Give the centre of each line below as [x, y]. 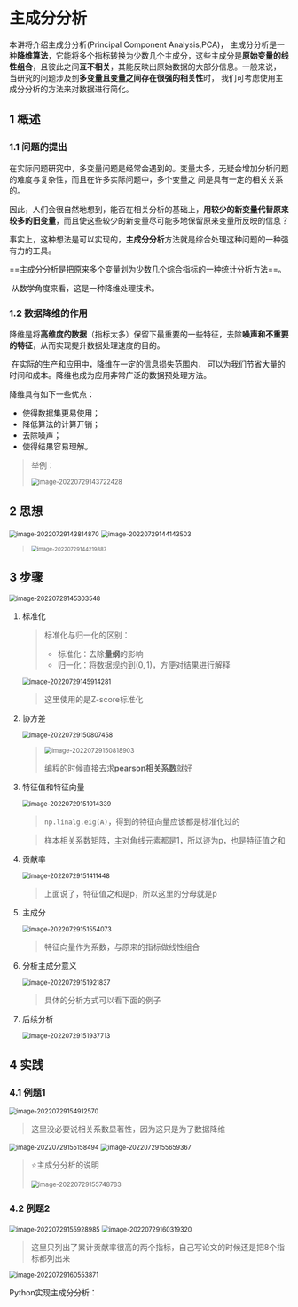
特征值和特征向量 [53, 787]
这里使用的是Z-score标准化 [94, 699]
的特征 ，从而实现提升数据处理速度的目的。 [87, 345]
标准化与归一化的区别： [87, 635]
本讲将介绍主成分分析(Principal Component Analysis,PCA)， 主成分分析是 [143, 44]
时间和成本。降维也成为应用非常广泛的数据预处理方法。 [110, 375]
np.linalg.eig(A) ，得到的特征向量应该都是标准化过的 [142, 821]
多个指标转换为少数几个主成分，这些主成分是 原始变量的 [180, 55]
